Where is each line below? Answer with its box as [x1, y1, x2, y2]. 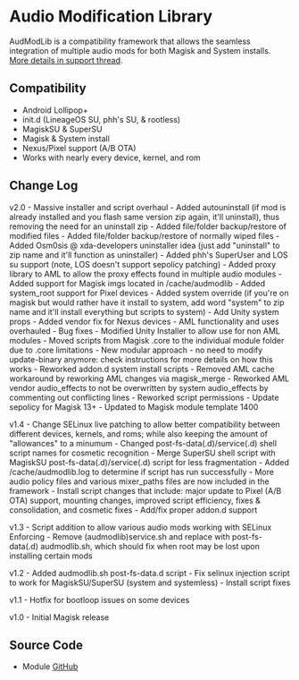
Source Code [9, 637, 83, 652]
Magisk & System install [21, 132, 110, 144]
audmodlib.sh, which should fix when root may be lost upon [39, 540, 261, 551]
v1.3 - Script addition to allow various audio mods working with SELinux [9, 522, 272, 532]
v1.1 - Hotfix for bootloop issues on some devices [9, 594, 190, 605]
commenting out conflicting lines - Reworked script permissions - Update [9, 392, 279, 403]
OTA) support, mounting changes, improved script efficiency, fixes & [9, 495, 262, 506]
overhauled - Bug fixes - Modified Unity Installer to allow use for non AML [9, 325, 281, 336]
